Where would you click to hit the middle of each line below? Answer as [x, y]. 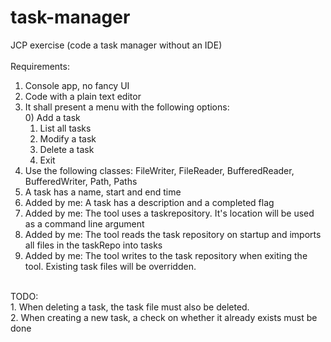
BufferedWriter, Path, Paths [81, 181]
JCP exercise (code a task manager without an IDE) [116, 45]
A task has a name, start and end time [103, 192]
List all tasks [65, 128]
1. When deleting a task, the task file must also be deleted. [130, 307]
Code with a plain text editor [83, 96]
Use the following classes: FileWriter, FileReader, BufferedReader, [159, 170]
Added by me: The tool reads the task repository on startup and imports [173, 234]
